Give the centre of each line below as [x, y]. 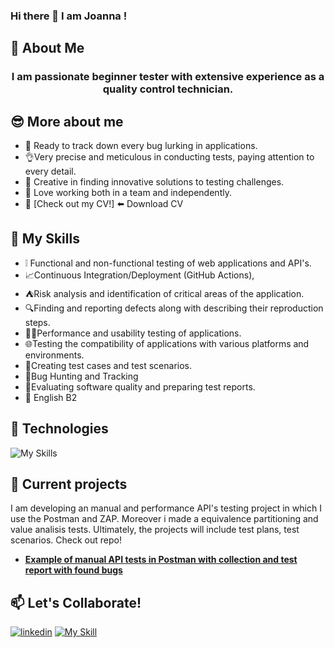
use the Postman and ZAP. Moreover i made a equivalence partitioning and [164, 519]
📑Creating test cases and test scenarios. [108, 365]
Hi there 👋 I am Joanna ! [69, 16]
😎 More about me [67, 121]
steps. [37, 322]
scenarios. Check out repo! [66, 540]
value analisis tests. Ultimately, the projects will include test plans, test [155, 530]
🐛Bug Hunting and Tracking [81, 376]
